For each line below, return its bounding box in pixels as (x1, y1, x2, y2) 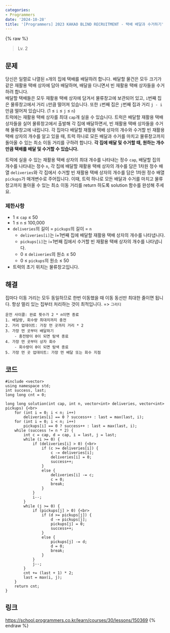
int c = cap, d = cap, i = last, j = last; (23, 432, 117, 438)
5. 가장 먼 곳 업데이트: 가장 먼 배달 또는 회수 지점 (5, 350, 101, 355)
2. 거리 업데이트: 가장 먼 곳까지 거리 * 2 (5, 323, 84, 328)
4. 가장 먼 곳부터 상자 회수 (5, 339, 56, 344)
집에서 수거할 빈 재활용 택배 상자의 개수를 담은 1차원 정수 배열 (44, 169, 165, 176)
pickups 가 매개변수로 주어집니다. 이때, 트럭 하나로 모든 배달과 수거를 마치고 (5, 176, 154, 182)
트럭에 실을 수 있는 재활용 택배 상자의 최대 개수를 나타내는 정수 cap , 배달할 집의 (5, 157, 161, 163)
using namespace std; (5, 383, 51, 388)
